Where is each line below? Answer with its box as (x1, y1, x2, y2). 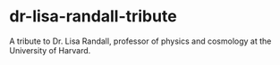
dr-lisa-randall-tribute (9, 6, 177, 27)
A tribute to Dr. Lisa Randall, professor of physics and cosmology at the (9, 36, 272, 46)
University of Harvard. (9, 45, 91, 55)
